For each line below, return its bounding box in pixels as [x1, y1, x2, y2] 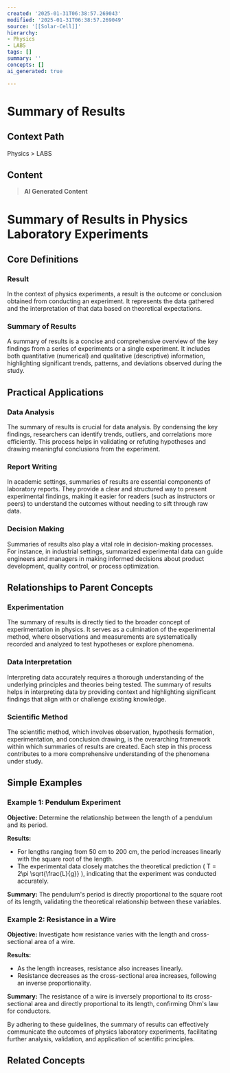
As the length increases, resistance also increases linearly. [16, 964, 183, 972]
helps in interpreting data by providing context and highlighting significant [7, 687, 216, 696]
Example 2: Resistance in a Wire [7, 914, 117, 924]
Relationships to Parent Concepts [7, 582, 153, 593]
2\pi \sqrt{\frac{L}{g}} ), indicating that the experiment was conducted [16, 869, 217, 877]
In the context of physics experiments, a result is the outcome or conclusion [7, 290, 222, 298]
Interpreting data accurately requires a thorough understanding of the [7, 673, 205, 681]
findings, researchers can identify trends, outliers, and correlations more [7, 430, 213, 438]
